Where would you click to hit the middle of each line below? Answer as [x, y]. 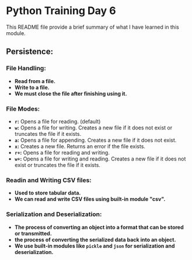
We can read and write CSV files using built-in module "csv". [90, 199]
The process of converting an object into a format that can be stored [99, 227]
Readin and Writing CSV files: [49, 180]
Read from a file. [35, 81]
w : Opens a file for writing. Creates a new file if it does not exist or [93, 128]
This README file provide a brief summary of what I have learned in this [92, 27]
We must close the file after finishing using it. [71, 93]
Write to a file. [32, 87]
